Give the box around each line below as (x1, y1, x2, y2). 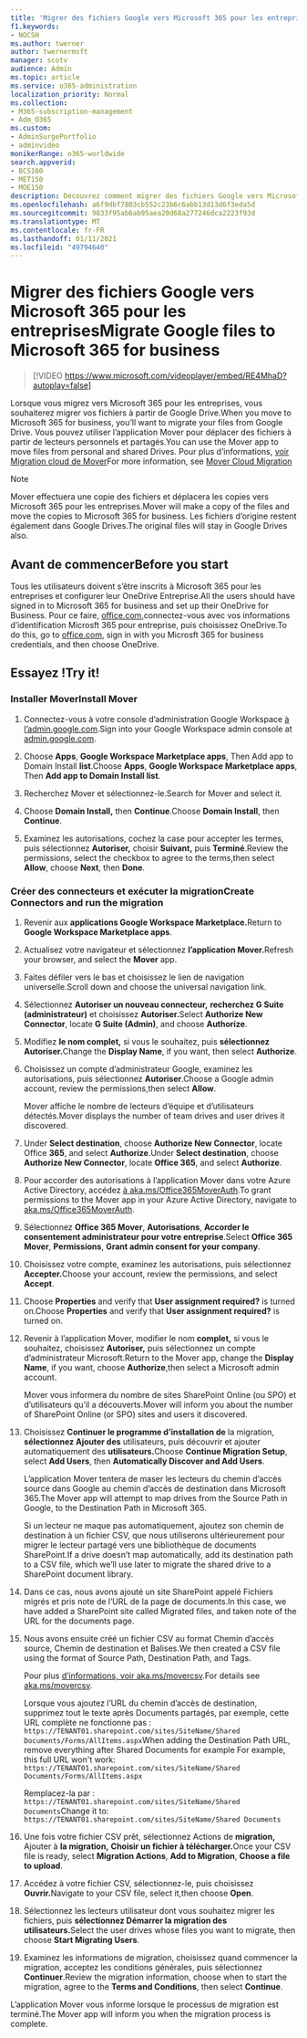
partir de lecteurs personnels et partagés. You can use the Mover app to (10, 436, 279, 447)
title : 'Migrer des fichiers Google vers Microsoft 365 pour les (10, 13, 263, 23)
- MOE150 (10, 184, 44, 193)
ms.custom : (10, 124, 52, 133)
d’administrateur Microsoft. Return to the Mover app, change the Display (23, 1352, 294, 1363)
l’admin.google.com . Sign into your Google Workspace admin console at (23, 723, 292, 734)
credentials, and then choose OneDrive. (10, 639, 160, 649)
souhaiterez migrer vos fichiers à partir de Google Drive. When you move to (10, 407, 292, 418)
